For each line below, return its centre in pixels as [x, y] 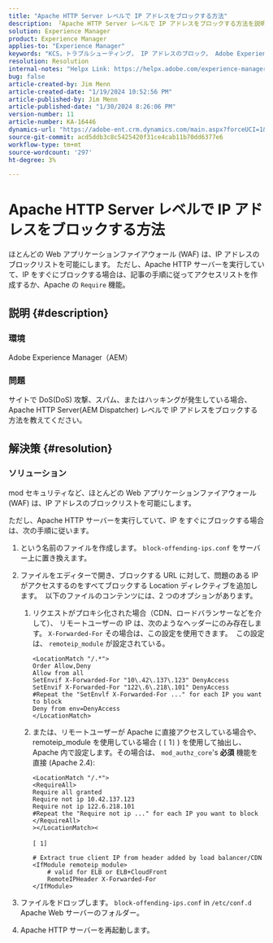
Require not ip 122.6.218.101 [84, 806]
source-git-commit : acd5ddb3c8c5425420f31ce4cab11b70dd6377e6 [116, 137]
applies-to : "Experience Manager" [67, 46]
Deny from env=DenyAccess [76, 708]
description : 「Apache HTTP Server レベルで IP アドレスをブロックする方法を [131, 24]
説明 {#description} [59, 313]
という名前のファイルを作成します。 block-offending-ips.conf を [130, 547]
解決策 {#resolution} [61, 448]
